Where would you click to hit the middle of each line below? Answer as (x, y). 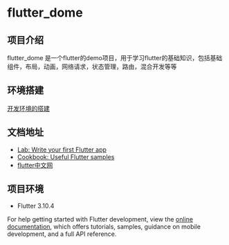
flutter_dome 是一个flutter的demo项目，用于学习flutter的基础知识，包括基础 (115, 58)
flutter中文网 (35, 165)
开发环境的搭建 (28, 108)
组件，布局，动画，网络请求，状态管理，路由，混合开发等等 (92, 66)
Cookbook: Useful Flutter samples (66, 156)
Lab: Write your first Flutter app (62, 149)
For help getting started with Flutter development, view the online (100, 219)
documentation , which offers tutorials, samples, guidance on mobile (104, 227)
